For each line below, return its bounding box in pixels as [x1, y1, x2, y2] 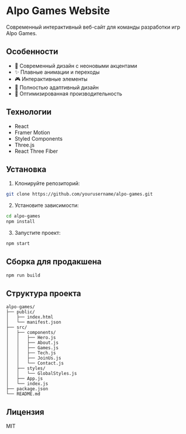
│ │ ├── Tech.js [6, 350, 57, 356]
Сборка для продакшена [6, 257, 102, 267]
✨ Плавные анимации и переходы [14, 69, 100, 76]
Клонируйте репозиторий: [14, 180, 80, 187]
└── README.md [6, 391, 41, 397]
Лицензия [6, 407, 44, 417]
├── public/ [6, 309, 35, 315]
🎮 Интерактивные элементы [14, 75, 88, 83]
